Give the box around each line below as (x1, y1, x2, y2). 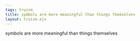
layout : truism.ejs (5, 16, 47, 21)
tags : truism (5, 7, 33, 12)
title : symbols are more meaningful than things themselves (5, 12, 136, 17)
